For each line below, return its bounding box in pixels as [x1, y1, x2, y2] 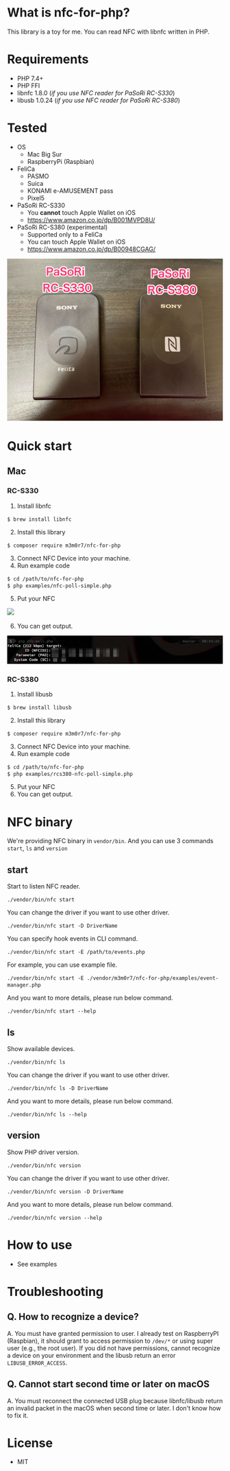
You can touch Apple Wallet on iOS [27, 237, 126, 246]
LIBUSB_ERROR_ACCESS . [7, 1358, 68, 1367]
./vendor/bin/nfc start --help [7, 1008, 97, 1015]
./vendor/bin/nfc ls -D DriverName [7, 1085, 109, 1092]
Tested [7, 120, 48, 136]
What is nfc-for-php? [7, 5, 130, 21]
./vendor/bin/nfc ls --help [7, 1111, 88, 1118]
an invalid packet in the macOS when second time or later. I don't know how [7, 1404, 221, 1412]
